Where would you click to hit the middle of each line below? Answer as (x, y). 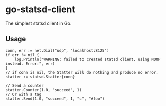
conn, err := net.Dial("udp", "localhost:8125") (57, 50)
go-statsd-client (40, 9)
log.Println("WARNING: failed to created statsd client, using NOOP (88, 59)
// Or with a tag (23, 94)
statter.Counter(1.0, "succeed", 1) (44, 90)
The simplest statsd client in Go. (38, 23)
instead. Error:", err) (30, 64)
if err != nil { (22, 55)
